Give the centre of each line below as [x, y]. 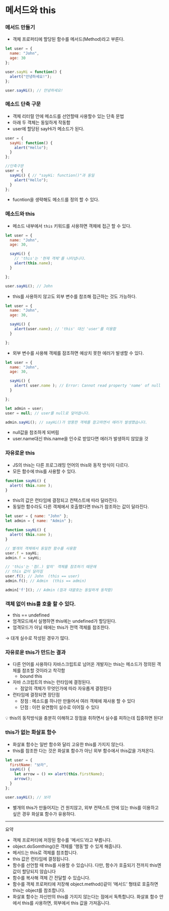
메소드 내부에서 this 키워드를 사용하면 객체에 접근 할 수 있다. [72, 226]
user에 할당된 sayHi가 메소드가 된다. [48, 128]
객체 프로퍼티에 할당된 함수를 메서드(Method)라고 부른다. [68, 39]
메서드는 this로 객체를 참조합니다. [45, 852]
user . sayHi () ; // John [29, 286]
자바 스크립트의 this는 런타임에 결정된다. [52, 682]
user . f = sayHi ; [22, 553]
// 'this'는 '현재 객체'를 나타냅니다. [50, 259]
